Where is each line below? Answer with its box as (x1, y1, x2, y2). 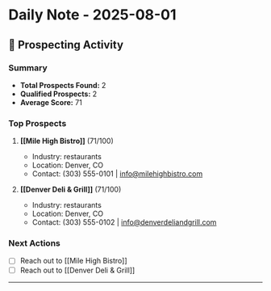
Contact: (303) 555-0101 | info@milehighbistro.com (31, 169, 203, 179)
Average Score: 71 (19, 97, 82, 107)
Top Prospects (8, 117, 67, 129)
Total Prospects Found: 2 (19, 80, 106, 90)
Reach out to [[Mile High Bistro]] (19, 256, 127, 266)
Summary (8, 62, 48, 74)
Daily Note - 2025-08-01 (8, 6, 177, 24)
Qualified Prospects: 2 (19, 89, 98, 99)
